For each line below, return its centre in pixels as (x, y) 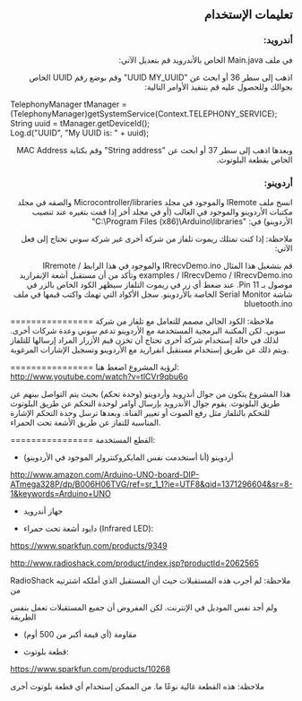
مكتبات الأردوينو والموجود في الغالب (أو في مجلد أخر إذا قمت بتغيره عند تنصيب (162, 212)
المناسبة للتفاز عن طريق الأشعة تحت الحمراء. (86, 422)
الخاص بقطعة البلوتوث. (255, 160)
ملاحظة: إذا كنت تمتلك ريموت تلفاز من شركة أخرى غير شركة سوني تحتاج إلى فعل (157, 238)
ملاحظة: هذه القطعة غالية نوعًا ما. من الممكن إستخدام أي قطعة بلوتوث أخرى (138, 686)
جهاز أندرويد (43, 511)
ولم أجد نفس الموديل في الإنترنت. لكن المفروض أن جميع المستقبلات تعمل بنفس (144, 607)
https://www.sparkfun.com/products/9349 (89, 545)
